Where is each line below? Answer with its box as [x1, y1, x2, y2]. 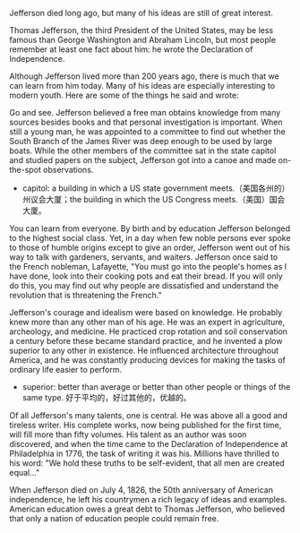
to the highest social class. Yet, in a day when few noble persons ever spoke [9, 233, 291, 243]
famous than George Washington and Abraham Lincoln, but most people [9, 35, 276, 45]
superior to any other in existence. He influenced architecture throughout [9, 345, 279, 356]
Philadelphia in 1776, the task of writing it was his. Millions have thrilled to [9, 448, 279, 459]
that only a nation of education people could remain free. [9, 513, 219, 523]
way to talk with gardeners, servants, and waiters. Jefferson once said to [9, 252, 279, 262]
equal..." [9, 468, 40, 477]
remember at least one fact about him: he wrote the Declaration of [9, 44, 253, 55]
